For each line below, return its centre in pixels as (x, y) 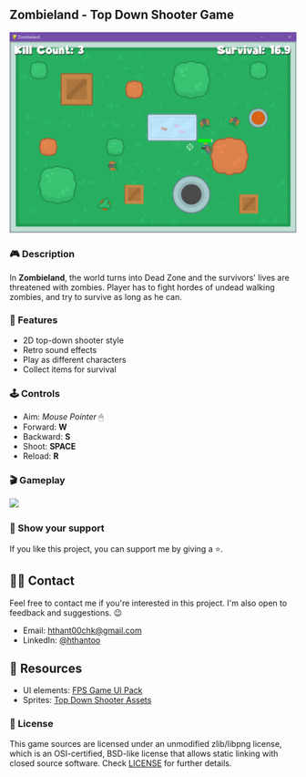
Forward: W (45, 427)
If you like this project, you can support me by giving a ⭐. (116, 549)
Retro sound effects (60, 349)
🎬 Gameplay (37, 481)
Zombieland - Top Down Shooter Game (122, 15)
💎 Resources (46, 668)
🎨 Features (34, 320)
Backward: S (46, 437)
